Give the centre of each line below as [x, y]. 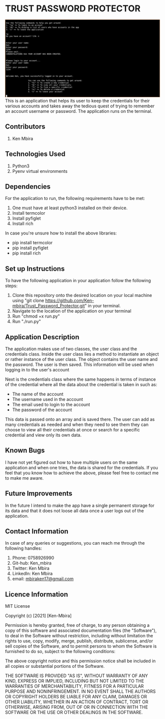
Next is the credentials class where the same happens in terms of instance [81, 379]
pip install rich [26, 253]
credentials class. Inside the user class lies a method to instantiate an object [82, 354]
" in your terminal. [103, 306]
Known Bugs [25, 450]
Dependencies [28, 186]
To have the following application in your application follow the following [78, 281]
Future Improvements [39, 494]
